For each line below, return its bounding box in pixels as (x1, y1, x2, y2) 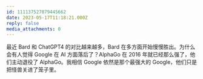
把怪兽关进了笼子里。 (6, 66, 59, 74)
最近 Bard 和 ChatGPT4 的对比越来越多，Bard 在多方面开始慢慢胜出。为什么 (6, 43, 196, 50)
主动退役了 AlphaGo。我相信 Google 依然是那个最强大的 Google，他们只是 (11, 58, 198, 66)
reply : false (6, 20, 39, 26)
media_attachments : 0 (6, 26, 61, 32)
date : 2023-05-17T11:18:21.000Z (6, 15, 88, 21)
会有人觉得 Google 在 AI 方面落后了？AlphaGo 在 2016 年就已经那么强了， (6, 51, 190, 58)
